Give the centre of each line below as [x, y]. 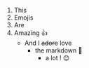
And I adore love [48, 43]
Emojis [23, 18]
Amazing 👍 [30, 33]
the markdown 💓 [59, 50]
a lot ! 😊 [57, 58]
